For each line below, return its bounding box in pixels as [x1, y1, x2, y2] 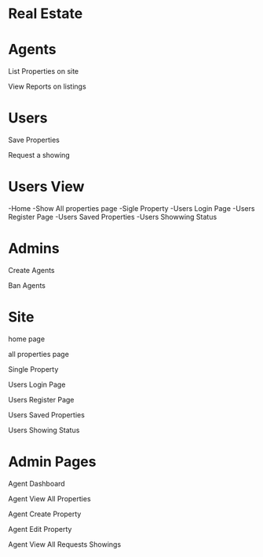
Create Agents [8, 265, 55, 275]
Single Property [8, 364, 59, 373]
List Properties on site [8, 67, 79, 76]
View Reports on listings [8, 82, 86, 91]
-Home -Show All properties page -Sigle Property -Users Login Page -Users [8, 204, 255, 213]
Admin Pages [8, 453, 97, 471]
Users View [8, 178, 85, 196]
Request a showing [8, 151, 71, 160]
